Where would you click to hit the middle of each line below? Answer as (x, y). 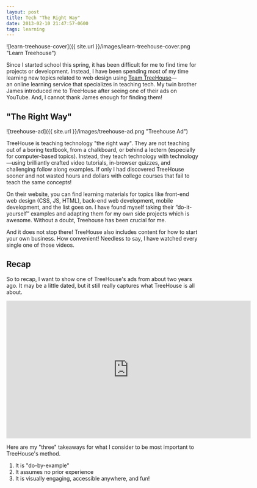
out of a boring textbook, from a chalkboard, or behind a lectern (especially (101, 150)
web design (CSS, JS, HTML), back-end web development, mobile (90, 201)
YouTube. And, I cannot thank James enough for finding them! (85, 97)
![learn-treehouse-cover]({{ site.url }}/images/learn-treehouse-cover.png (98, 47)
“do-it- (183, 207)
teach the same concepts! (39, 182)
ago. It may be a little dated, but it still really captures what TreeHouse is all (101, 285)
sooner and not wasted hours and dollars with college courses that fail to (98, 176)
